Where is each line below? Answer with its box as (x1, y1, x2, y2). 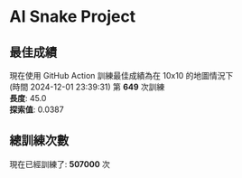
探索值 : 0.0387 (9, 104, 65, 115)
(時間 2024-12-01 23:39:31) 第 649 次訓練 (9, 81, 165, 92)
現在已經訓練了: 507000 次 (9, 158, 111, 169)
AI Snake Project (9, 6, 136, 27)
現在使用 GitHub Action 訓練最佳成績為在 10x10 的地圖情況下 (9, 70, 234, 80)
